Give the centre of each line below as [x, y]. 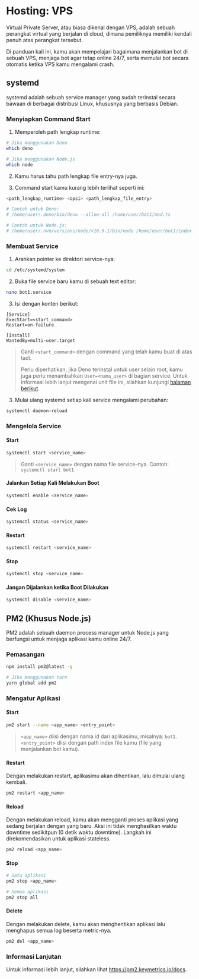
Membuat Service [32, 246]
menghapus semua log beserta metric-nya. [59, 931]
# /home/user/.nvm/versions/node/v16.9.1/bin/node [70, 231]
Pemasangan [25, 654]
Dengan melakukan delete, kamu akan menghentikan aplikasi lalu [86, 924]
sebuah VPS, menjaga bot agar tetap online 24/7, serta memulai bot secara [97, 58]
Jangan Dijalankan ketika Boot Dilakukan [57, 587]
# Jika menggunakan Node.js [41, 159]
